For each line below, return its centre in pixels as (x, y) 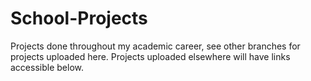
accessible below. (47, 67)
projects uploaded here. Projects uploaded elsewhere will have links (150, 56)
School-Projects (79, 18)
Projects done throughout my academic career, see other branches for (155, 46)
